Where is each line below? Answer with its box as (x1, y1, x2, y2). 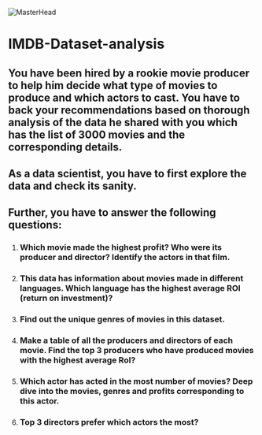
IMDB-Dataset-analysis (8, 35, 165, 53)
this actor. (19, 395, 60, 406)
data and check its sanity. (8, 179, 137, 192)
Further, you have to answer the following (8, 206, 216, 220)
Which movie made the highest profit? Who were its (19, 242, 223, 253)
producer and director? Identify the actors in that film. (19, 252, 231, 263)
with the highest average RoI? (19, 355, 136, 366)
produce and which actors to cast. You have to (8, 91, 240, 104)
